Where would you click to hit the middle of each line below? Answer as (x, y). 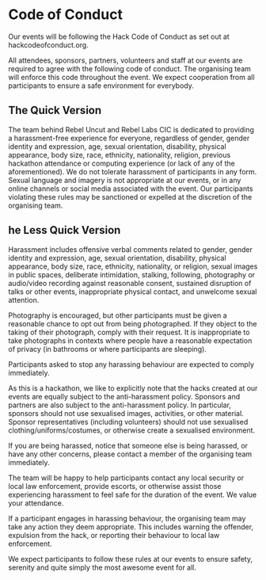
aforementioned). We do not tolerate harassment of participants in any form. (133, 171)
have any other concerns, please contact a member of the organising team (130, 454)
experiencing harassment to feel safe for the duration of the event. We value (133, 494)
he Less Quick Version (65, 230)
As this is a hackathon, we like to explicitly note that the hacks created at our (133, 388)
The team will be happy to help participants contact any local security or (126, 478)
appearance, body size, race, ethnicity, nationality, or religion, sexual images (133, 266)
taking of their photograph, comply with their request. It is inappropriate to (129, 332)
